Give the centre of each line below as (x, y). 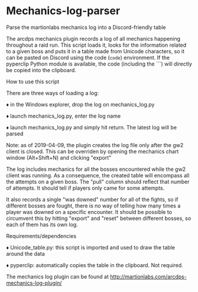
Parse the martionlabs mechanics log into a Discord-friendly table (86, 27)
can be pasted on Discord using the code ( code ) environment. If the (88, 57)
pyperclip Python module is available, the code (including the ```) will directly (99, 64)
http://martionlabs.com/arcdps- (149, 277)
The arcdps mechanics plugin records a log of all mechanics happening (93, 38)
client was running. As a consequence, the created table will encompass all (98, 175)
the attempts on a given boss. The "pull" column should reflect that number (98, 181)
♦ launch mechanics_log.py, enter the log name (64, 116)
